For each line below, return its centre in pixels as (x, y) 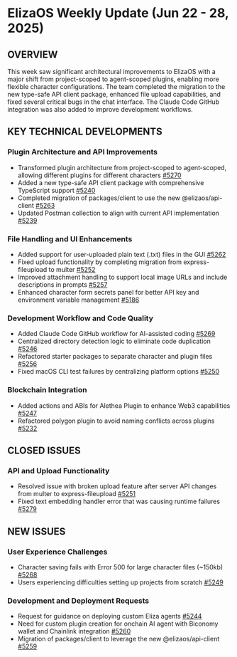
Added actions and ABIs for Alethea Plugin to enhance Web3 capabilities (124, 405)
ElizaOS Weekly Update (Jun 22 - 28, (118, 13)
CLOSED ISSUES (44, 450)
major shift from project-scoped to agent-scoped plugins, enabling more (114, 79)
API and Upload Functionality (59, 471)
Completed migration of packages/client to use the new (99, 198)
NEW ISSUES (37, 531)
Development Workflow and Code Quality (81, 318)
